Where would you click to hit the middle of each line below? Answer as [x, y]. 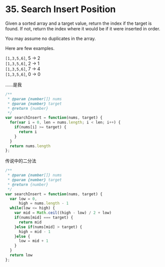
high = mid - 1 [35, 232]
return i [28, 132]
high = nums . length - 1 [44, 203]
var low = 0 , [23, 199]
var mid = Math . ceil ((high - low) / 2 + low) [63, 213]
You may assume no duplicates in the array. [50, 38]
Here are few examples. [30, 48]
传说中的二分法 [21, 161]
